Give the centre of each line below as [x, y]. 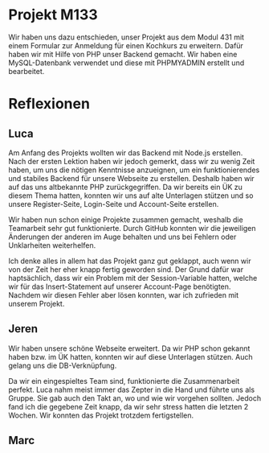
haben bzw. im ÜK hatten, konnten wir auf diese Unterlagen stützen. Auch [130, 356]
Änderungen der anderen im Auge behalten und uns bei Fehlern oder [122, 237]
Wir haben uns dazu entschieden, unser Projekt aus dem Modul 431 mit [126, 37]
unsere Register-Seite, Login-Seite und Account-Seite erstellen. [114, 204]
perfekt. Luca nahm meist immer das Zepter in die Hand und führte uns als [132, 389]
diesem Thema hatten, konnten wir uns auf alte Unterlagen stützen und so [131, 196]
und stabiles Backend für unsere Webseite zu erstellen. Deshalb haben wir [131, 178]
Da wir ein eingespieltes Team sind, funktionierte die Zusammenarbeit [124, 381]
